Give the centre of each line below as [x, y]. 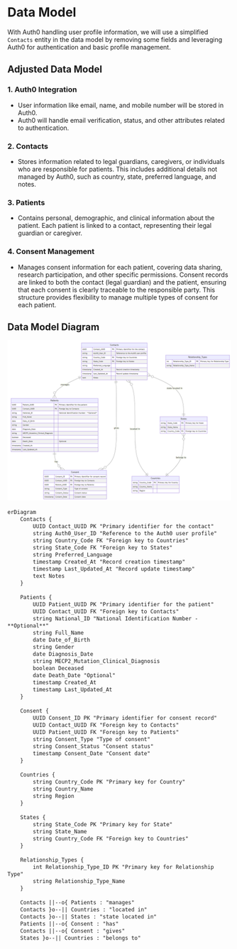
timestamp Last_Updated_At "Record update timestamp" [114, 569]
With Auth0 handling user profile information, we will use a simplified [108, 32]
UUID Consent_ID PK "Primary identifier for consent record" [125, 718]
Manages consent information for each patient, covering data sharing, [120, 267]
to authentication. [43, 128]
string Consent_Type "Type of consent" [92, 739]
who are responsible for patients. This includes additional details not [117, 169]
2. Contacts [28, 146]
